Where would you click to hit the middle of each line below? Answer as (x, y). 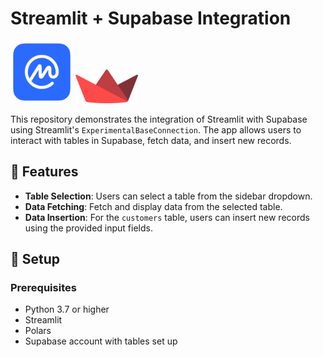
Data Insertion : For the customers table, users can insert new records (167, 217)
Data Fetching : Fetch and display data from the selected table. (153, 206)
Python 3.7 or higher (67, 309)
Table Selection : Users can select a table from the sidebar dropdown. (168, 196)
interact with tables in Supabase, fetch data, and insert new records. (151, 140)
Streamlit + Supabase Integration (151, 18)
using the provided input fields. (88, 228)
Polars (38, 331)
